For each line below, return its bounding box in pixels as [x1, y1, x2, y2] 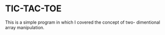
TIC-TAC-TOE [5, 3, 62, 14]
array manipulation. [5, 24, 44, 30]
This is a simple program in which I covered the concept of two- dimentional [5, 19, 161, 25]
